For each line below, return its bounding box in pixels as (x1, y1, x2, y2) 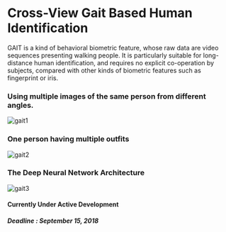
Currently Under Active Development (7, 200, 119, 209)
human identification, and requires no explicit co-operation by (34, 58, 215, 67)
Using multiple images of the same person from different (7, 91, 207, 101)
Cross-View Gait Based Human (7, 5, 193, 21)
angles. (7, 100, 34, 110)
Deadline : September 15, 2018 (7, 216, 99, 225)
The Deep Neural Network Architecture (7, 168, 145, 178)
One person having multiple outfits (7, 134, 130, 144)
